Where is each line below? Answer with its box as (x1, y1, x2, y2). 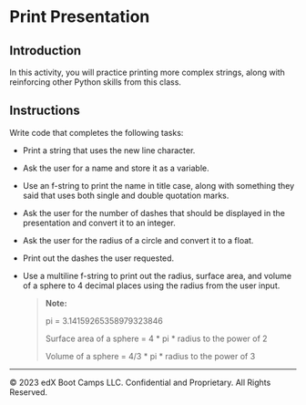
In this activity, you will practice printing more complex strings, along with (9, 67, 285, 78)
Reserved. (9, 386, 48, 398)
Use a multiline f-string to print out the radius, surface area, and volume (22, 270, 292, 281)
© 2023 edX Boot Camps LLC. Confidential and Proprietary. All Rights (9, 377, 271, 388)
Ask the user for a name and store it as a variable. (22, 162, 209, 173)
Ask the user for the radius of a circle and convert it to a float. (22, 234, 254, 245)
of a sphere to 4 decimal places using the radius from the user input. (22, 280, 280, 291)
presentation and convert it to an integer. (22, 217, 176, 228)
